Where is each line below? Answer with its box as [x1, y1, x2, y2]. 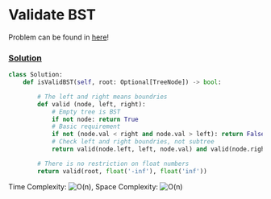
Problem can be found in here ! [8, 32, 110, 42]
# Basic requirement [51, 122, 121, 131]
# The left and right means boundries [37, 93, 168, 101]
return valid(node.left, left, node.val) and [51, 145, 207, 154]
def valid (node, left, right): [37, 100, 147, 108]
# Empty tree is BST [51, 107, 121, 116]
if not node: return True [51, 115, 139, 123]
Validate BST [8, 6, 97, 24]
